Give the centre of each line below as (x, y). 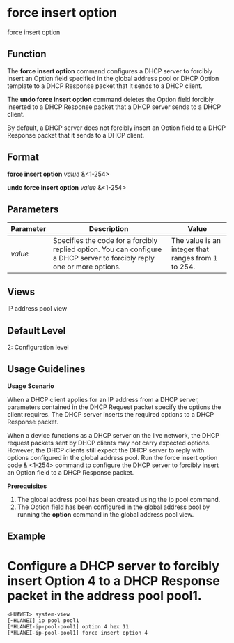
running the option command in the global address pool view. (106, 514)
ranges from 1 (194, 258)
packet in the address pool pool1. (104, 596)
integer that (190, 249)
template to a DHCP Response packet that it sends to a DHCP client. (105, 86)
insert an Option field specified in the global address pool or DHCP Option (113, 78)
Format (23, 157)
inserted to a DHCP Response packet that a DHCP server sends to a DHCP (114, 107)
